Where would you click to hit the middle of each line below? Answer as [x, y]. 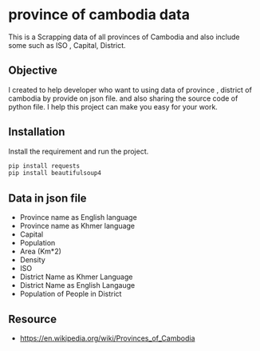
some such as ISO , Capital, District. [67, 45]
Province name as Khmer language [77, 226]
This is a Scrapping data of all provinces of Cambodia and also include [124, 37]
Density [32, 260]
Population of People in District [71, 294]
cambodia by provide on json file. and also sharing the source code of [123, 98]
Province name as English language [78, 217]
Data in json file [47, 198]
